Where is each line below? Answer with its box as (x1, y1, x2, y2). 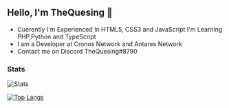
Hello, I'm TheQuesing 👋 (7, 7, 113, 19)
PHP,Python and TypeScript (17, 32, 96, 41)
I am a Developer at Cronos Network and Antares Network (17, 39, 182, 48)
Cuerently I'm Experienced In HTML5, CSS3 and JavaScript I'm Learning (17, 25, 223, 33)
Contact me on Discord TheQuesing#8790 (17, 47, 138, 55)
